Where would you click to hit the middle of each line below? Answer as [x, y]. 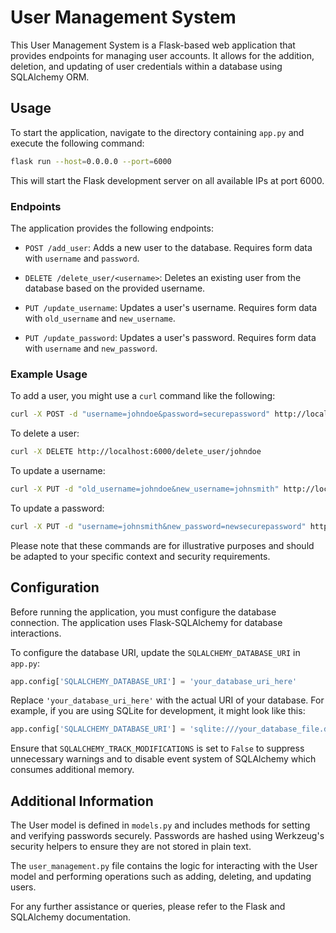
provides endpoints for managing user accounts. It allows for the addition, [162, 55]
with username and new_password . [91, 348]
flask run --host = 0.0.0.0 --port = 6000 [91, 161]
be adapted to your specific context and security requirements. [140, 556]
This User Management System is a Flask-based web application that [153, 45]
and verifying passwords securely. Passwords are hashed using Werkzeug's [167, 836]
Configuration [55, 587]
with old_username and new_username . [100, 318]
